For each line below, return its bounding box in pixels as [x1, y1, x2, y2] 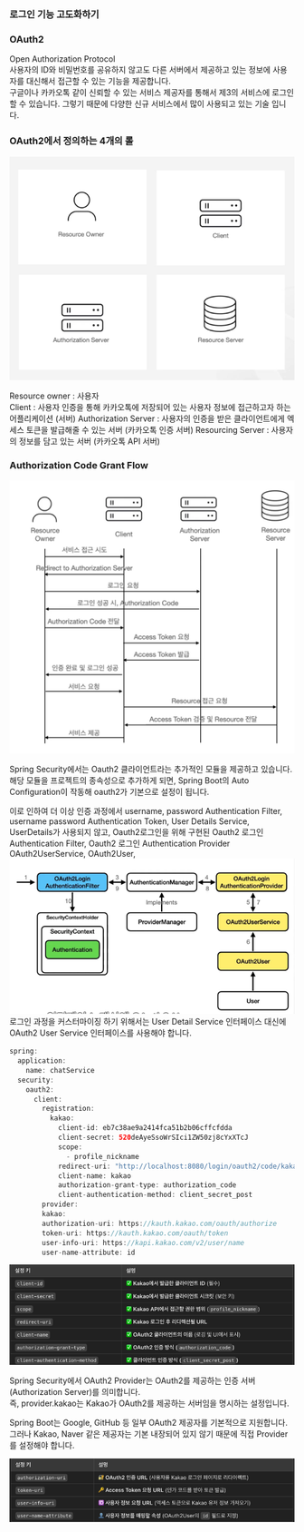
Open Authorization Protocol [9, 54, 116, 64]
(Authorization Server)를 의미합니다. [9, 1386, 141, 1397]
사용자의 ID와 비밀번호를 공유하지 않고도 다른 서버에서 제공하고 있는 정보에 [9, 64, 271, 75]
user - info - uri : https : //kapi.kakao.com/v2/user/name [42, 1238, 245, 1247]
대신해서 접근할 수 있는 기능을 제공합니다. [25, 75, 172, 87]
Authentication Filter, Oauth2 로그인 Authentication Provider [9, 838, 231, 849]
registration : [42, 1105, 95, 1114]
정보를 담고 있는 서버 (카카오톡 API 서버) [18, 436, 161, 447]
